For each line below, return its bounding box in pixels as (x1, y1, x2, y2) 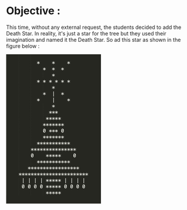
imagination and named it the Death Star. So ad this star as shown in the (6, 36, 181, 43)
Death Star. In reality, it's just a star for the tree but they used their (6, 29, 167, 37)
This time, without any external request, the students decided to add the (6, 24, 182, 31)
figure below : (6, 42, 40, 50)
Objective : (6, 4, 61, 18)
